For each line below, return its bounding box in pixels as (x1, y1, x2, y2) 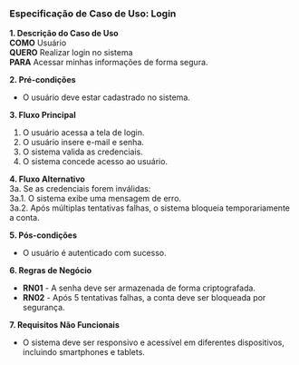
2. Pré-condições (9, 74, 76, 85)
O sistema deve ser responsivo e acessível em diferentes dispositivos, (22, 337, 285, 348)
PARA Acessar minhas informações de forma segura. (9, 57, 208, 68)
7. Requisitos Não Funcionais (9, 320, 120, 330)
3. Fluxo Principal (9, 110, 77, 121)
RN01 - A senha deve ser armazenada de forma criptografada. (22, 282, 256, 293)
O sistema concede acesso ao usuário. (22, 156, 169, 167)
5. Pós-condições (9, 230, 78, 241)
